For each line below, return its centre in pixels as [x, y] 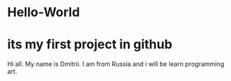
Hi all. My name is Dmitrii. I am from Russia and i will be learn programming [116, 64]
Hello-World [44, 12]
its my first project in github [90, 45]
